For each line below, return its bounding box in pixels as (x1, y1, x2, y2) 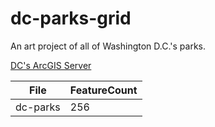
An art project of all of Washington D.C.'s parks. (10, 40, 207, 52)
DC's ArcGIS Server (10, 59, 92, 71)
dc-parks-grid (10, 7, 132, 30)
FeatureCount (69, 83, 138, 97)
